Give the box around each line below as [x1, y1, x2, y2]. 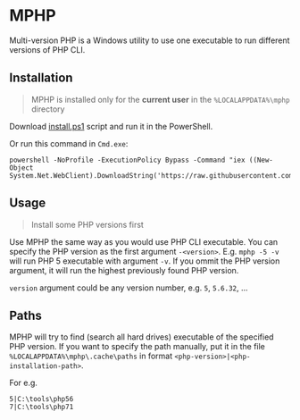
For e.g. [9, 377, 38, 389]
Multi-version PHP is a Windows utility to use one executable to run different [9, 35, 290, 46]
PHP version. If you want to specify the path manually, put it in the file [9, 341, 266, 352]
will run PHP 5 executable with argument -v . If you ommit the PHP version [9, 256, 280, 266]
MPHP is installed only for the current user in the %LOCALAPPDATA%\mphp [30, 94, 290, 105]
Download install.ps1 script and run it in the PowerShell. [9, 121, 213, 131]
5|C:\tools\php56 [9, 395, 74, 404]
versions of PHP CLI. [9, 44, 86, 55]
